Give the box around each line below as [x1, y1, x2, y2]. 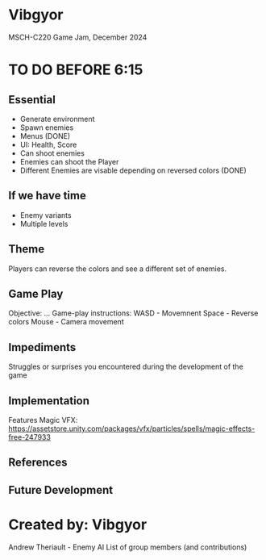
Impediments [8, 341, 77, 354]
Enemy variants [19, 210, 72, 219]
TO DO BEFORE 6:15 [8, 61, 143, 79]
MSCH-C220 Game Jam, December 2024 [8, 32, 148, 42]
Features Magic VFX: [8, 416, 78, 424]
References [8, 456, 68, 470]
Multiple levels [19, 219, 69, 228]
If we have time [8, 189, 86, 203]
